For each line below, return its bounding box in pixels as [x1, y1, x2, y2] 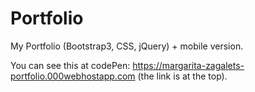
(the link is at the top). [137, 70, 228, 82]
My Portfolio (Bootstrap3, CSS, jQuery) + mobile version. [10, 40, 244, 52]
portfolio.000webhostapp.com [10, 70, 136, 82]
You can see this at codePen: [10, 59, 131, 71]
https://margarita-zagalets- [132, 59, 245, 71]
